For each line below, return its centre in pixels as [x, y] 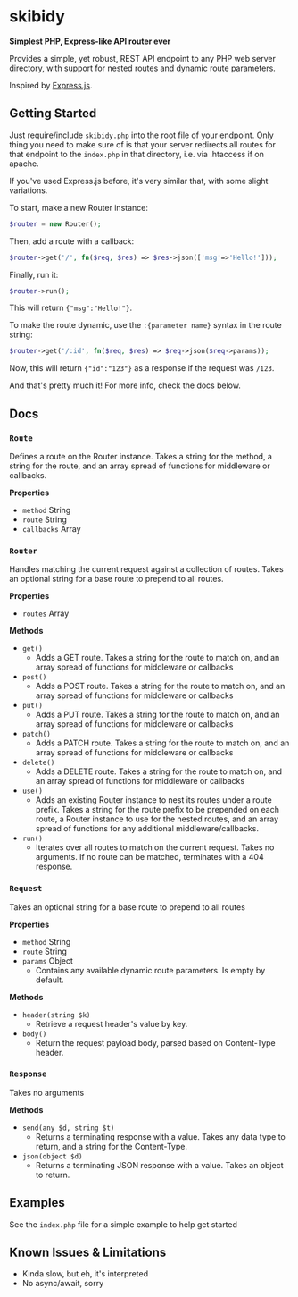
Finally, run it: [34, 274]
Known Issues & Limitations [88, 1253]
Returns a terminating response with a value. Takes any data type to [160, 1136]
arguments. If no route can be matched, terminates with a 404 [150, 857]
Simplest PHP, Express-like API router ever [90, 41]
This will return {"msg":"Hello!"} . [70, 308]
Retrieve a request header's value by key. [112, 1023]
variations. [29, 190]
